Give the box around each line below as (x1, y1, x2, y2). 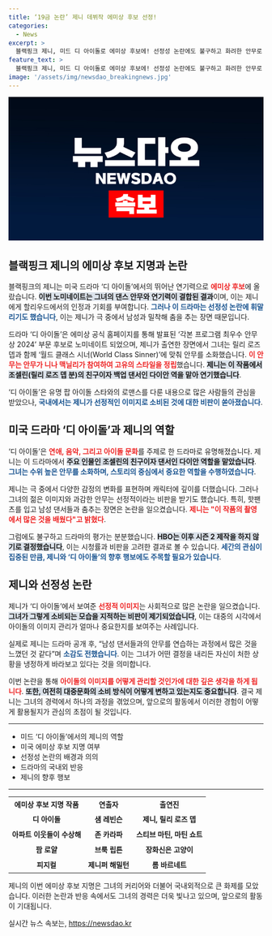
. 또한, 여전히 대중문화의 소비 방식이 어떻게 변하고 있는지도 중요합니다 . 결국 (21, 686, 254, 696)
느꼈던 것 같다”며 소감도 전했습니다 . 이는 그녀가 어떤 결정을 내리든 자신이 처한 (8, 649, 251, 658)
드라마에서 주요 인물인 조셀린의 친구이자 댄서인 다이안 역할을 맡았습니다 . (32, 456, 257, 466)
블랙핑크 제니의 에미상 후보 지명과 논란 (8, 258, 188, 272)
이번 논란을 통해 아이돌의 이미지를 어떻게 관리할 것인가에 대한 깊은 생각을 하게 (8, 676, 250, 686)
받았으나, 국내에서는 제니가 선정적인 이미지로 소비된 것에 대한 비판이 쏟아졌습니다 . (8, 398, 263, 408)
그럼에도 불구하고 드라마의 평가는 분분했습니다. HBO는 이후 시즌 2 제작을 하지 (8, 532, 251, 541)
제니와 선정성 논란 (8, 578, 92, 592)
